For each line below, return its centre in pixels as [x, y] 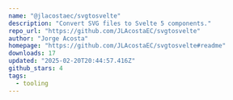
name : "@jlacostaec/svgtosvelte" [65, 16]
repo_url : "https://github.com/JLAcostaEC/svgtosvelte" [104, 31]
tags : [17, 76]
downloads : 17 [32, 53]
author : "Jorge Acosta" [49, 38]
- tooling [32, 83]
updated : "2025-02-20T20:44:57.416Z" [72, 61]
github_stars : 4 [36, 69]
